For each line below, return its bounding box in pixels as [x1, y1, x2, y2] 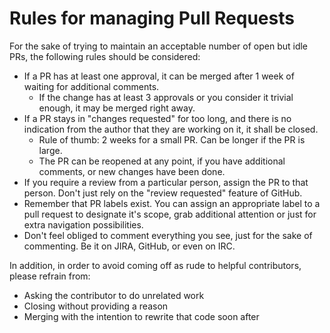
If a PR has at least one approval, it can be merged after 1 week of [23, 70, 295, 82]
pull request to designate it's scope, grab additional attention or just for [23, 208, 317, 220]
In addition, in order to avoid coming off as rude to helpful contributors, [9, 259, 302, 271]
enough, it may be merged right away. [38, 102, 196, 114]
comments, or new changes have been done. [38, 165, 226, 177]
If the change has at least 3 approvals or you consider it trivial [38, 91, 294, 103]
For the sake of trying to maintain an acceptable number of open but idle [9, 40, 309, 52]
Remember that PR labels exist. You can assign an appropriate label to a [23, 197, 321, 209]
